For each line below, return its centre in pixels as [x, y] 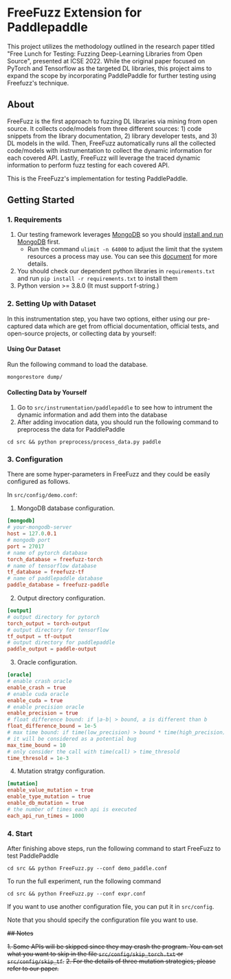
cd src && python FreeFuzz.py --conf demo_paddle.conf [87, 868]
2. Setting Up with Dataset [52, 304]
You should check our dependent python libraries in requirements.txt [116, 271]
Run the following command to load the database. [77, 364]
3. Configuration [35, 459]
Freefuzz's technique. [38, 83]
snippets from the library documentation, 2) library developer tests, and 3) [112, 136]
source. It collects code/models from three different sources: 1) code [104, 128]
